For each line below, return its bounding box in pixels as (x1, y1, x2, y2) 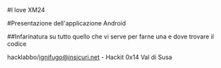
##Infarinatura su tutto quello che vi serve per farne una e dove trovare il (7, 32, 214, 41)
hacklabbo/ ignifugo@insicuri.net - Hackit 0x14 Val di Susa (7, 53, 173, 61)
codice (7, 40, 27, 47)
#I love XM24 (7, 6, 46, 14)
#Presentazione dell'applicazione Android (7, 19, 126, 27)
